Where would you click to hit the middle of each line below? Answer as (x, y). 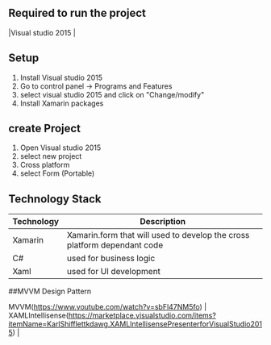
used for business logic (111, 259)
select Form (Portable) (57, 173)
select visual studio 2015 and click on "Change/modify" (112, 94)
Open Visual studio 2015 (60, 148)
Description (163, 222)
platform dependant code (115, 245)
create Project (45, 129)
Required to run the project (77, 13)
